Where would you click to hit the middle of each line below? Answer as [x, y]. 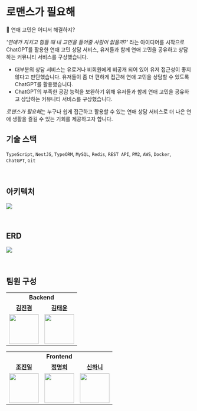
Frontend [59, 357]
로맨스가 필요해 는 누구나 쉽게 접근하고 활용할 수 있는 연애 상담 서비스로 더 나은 [96, 111]
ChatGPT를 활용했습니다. [44, 84]
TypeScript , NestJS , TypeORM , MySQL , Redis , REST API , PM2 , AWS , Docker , [89, 154]
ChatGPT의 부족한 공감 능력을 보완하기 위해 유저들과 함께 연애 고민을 [94, 92]
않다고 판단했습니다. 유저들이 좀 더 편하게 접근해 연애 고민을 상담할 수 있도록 [102, 77]
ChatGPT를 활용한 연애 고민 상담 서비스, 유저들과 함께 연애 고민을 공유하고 [92, 49]
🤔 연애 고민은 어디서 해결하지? [41, 30]
